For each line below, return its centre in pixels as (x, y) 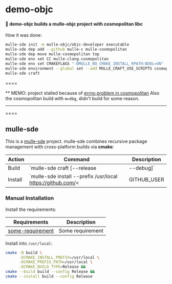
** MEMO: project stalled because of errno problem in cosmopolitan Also (82, 93)
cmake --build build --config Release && (50, 272)
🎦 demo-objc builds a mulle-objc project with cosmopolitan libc (74, 24)
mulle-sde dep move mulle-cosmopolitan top (52, 54)
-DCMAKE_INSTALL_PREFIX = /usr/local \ (59, 257)
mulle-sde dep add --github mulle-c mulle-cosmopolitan (66, 50)
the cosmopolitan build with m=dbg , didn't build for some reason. (72, 98)
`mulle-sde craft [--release (63, 168)
